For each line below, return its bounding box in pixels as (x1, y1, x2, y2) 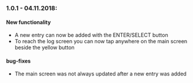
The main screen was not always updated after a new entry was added (14, 70, 187, 77)
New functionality (6, 19, 51, 26)
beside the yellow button (14, 44, 75, 51)
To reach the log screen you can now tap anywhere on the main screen (14, 38, 188, 45)
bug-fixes (6, 57, 31, 64)
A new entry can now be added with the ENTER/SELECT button (14, 32, 169, 39)
